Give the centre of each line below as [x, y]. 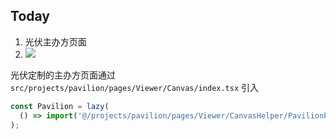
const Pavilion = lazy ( [60, 106]
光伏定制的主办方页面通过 [63, 75]
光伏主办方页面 [55, 41]
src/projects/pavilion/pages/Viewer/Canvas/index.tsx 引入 [135, 87]
